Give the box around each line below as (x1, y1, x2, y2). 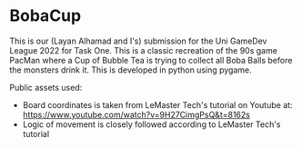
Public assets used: (9, 82, 83, 93)
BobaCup (9, 5, 82, 26)
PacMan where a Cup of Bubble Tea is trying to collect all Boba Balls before (9, 54, 293, 65)
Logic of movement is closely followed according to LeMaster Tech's (22, 119, 281, 130)
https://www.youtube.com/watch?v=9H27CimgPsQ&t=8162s (22, 109, 250, 120)
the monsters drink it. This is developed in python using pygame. (9, 64, 252, 75)
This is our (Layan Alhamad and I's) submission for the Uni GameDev (9, 35, 267, 46)
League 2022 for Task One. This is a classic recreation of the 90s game (9, 44, 277, 55)
